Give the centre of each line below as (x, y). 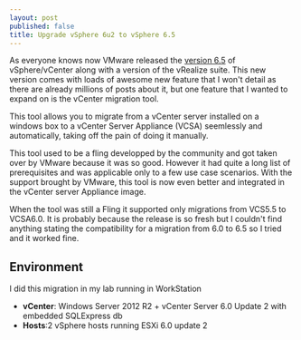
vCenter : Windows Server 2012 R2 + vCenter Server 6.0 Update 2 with (155, 306)
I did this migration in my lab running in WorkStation (105, 289)
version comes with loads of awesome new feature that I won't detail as (143, 80)
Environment (47, 267)
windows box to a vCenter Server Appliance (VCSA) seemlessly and (136, 126)
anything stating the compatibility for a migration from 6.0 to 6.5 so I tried (146, 228)
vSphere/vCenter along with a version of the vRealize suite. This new (138, 70)
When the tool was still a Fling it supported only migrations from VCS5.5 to (148, 209)
